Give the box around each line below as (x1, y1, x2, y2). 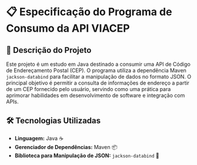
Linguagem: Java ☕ (14, 134, 64, 142)
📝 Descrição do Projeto (6, 45, 92, 55)
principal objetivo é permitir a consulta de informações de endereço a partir (6, 79, 190, 86)
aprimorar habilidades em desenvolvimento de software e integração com (6, 92, 185, 99)
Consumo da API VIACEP (6, 22, 131, 35)
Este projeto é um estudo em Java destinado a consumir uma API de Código (6, 60, 191, 68)
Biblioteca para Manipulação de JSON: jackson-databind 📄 (14, 151, 160, 159)
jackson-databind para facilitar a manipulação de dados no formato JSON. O (6, 73, 192, 80)
